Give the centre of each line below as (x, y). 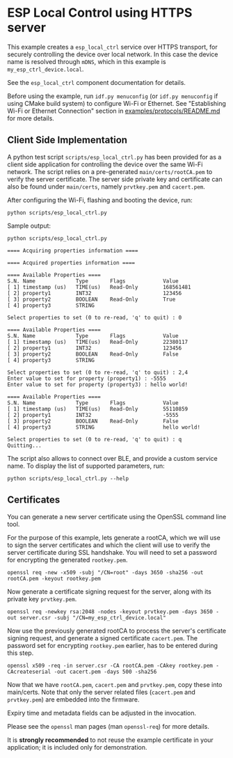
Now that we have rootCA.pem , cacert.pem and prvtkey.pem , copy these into (115, 684)
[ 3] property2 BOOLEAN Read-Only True (91, 299)
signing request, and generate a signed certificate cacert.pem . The (103, 638)
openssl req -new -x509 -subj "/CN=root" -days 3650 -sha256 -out (105, 572)
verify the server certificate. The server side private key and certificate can (115, 179)
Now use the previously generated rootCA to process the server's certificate (117, 631)
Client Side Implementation (67, 140)
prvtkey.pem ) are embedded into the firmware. (74, 699)
